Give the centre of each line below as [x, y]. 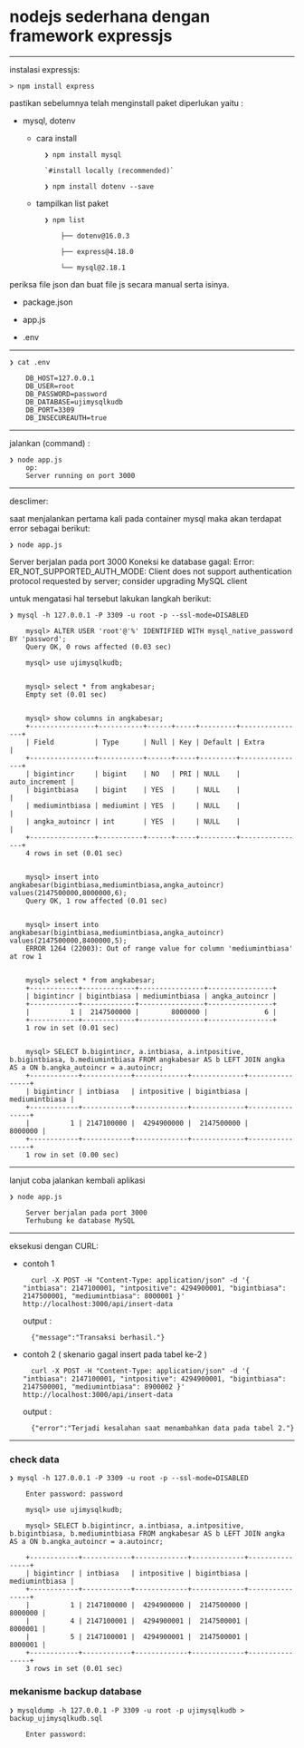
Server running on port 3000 [81, 475]
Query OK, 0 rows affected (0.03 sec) [99, 647]
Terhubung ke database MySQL [81, 1221]
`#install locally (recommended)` [109, 171]
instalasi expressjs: [45, 69]
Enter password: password [75, 1494]
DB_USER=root [50, 386]
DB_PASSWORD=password [66, 394]
